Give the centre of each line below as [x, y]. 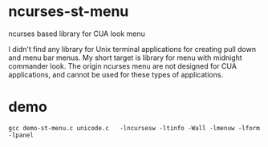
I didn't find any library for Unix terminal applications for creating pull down [132, 49]
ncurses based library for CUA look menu [77, 34]
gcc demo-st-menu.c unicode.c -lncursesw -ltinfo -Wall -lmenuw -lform [134, 128]
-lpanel [21, 135]
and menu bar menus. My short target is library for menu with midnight [125, 58]
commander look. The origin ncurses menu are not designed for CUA [122, 66]
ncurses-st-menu [69, 12]
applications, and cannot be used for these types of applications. [116, 74]
